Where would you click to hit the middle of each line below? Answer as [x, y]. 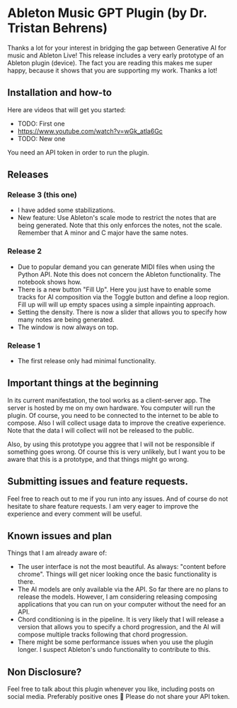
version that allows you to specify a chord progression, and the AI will [119, 627]
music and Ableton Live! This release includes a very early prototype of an [116, 55]
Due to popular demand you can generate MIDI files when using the [116, 267]
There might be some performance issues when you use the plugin [115, 642]
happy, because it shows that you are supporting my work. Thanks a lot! [112, 70]
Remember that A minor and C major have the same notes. [103, 233]
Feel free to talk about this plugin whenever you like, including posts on [111, 689]
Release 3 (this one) [42, 195]
